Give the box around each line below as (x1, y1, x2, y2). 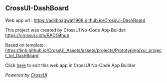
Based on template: (5, 42, 45, 48)
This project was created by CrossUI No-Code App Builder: (5, 27, 127, 33)
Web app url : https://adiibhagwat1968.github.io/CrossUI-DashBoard (5, 17, 146, 23)
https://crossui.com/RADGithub (5, 32, 70, 38)
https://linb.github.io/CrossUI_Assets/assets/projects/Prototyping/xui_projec (5, 47, 162, 53)
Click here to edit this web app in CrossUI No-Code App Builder (5, 62, 136, 68)
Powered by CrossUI (5, 72, 47, 78)
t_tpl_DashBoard (5, 52, 39, 58)
